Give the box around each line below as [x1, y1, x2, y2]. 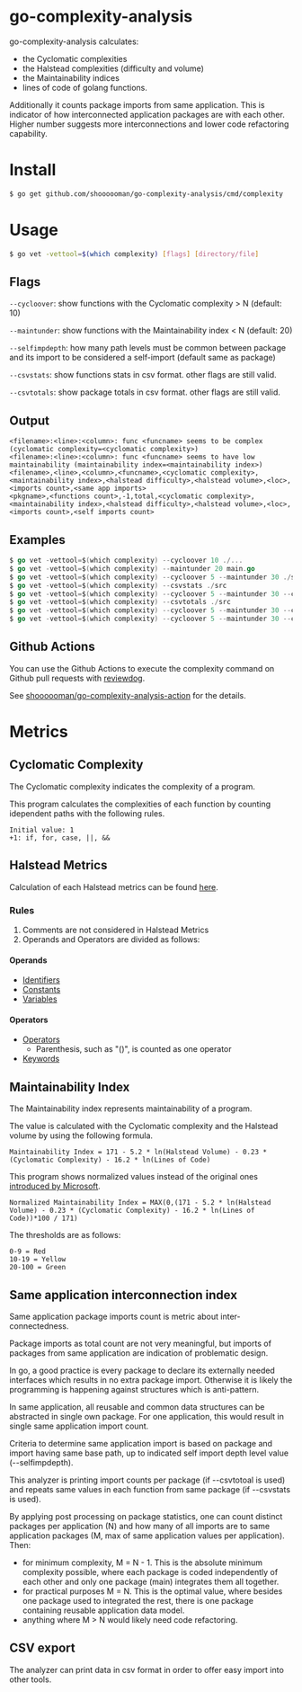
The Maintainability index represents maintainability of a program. [9, 1103, 253, 1114]
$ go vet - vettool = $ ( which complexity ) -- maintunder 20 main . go [9, 564, 255, 573]
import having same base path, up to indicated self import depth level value [9, 1447, 289, 1458]
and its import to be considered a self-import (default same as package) [9, 352, 276, 363]
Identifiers [22, 975, 60, 985]
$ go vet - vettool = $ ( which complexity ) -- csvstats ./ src [9, 581, 227, 590]
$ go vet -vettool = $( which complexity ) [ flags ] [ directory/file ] [9, 249, 260, 258]
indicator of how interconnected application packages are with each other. [9, 109, 285, 120]
